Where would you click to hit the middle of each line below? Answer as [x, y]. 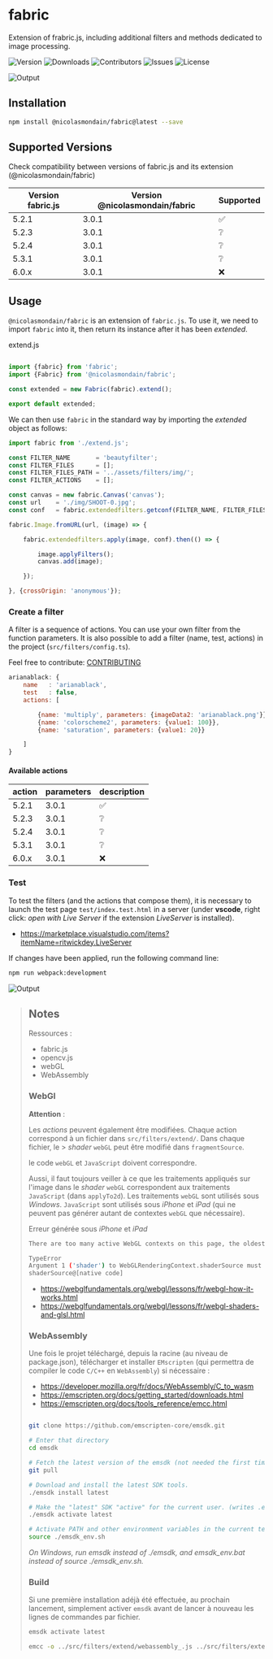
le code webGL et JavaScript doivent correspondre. [113, 1162]
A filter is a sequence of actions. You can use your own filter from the [125, 630]
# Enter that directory [69, 1440]
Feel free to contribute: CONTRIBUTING [75, 662]
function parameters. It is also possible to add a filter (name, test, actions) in [136, 638]
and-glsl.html [63, 1315]
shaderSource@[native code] [76, 1274]
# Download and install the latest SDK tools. [108, 1485]
